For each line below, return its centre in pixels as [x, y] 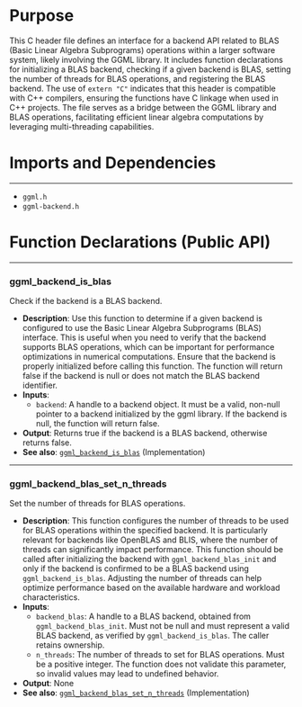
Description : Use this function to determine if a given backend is [142, 318]
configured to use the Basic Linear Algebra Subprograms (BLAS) [142, 328]
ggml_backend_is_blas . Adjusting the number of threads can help [142, 578]
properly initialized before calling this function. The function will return [152, 366]
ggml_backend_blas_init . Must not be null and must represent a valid [163, 626]
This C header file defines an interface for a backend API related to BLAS [144, 40]
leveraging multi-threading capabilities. [82, 126]
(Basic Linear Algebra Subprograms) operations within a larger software [142, 49]
